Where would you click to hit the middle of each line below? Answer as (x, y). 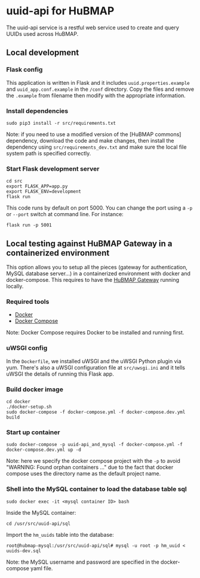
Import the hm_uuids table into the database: (60, 534)
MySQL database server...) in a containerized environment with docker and (99, 273)
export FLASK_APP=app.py (37, 186)
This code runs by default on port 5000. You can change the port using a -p (99, 208)
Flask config (24, 70)
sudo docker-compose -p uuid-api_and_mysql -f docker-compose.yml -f (95, 445)
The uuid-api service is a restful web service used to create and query (93, 27)
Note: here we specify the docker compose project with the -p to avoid (93, 461)
